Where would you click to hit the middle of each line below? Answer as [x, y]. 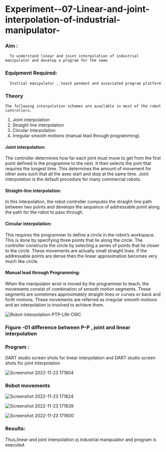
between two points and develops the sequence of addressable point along [83, 207]
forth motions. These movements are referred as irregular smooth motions [81, 299]
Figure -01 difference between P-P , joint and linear [68, 327]
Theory [14, 96]
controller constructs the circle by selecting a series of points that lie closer [82, 245]
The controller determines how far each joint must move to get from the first [83, 158]
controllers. [19, 111]
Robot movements [28, 386]
